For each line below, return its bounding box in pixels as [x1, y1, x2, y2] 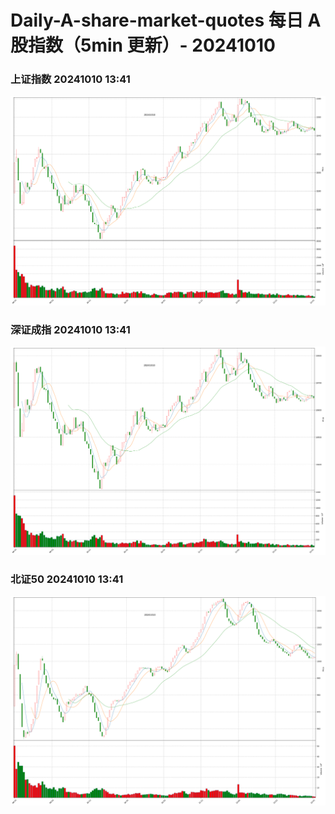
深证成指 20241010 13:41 [10, 322, 131, 336]
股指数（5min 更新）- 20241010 [10, 34, 276, 57]
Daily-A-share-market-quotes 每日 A [10, 9, 322, 32]
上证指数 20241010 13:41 [10, 72, 131, 86]
